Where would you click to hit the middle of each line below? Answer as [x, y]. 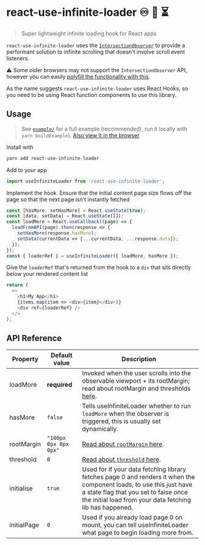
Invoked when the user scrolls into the [136, 374]
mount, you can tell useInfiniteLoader [135, 525]
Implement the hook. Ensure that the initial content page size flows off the [99, 193]
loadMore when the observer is [126, 414]
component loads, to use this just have [137, 485]
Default [62, 355]
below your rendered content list [47, 274]
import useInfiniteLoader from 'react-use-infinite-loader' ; [86, 181]
